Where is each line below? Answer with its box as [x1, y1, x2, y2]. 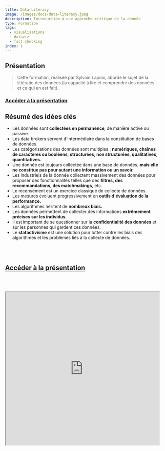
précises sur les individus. [12, 214, 67, 220]
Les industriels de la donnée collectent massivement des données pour [12, 172, 156, 178]
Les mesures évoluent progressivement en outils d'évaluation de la [12, 193, 149, 199]
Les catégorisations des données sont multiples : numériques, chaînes [12, 146, 156, 152]
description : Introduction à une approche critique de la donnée [5, 16, 141, 21]
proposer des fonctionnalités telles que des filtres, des [12, 177, 123, 184]
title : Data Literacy [5, 7, 49, 12]
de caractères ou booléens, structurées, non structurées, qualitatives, [12, 151, 158, 157]
